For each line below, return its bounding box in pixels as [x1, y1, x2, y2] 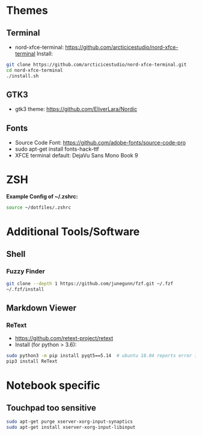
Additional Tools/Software [6, 225, 140, 239]
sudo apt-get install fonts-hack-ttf [14, 145, 99, 153]
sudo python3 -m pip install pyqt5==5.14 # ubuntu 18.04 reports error [6, 353, 192, 359]
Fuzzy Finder [6, 267, 45, 275]
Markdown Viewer [6, 303, 77, 314]
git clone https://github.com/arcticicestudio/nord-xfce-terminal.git [6, 62, 187, 68]
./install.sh [6, 73, 39, 79]
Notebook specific [6, 379, 100, 393]
